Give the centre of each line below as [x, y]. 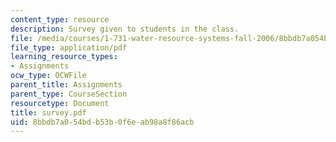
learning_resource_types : [64, 57]
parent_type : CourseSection [69, 94]
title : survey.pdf [48, 112]
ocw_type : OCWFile [48, 76]
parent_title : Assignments [66, 85]
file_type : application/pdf [69, 47]
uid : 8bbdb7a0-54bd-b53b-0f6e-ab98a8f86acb [102, 122]
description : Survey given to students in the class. [125, 29]
